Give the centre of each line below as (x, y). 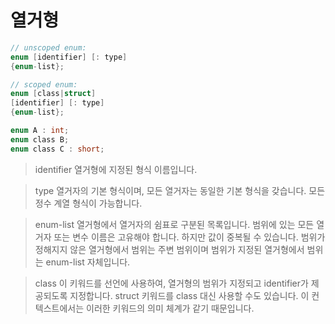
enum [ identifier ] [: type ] (69, 57)
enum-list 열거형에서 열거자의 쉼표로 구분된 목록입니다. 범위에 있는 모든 (174, 224)
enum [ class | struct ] (53, 94)
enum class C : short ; (57, 149)
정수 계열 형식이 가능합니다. (88, 203)
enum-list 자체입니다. (88, 262)
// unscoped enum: (48, 47)
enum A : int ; (40, 131)
